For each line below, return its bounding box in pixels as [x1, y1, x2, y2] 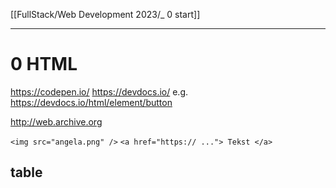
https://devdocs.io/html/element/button [10, 96, 173, 108]
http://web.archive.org [10, 115, 103, 128]
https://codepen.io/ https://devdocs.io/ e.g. [10, 85, 189, 98]
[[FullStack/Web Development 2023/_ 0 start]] [10, 9, 201, 20]
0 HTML [10, 53, 78, 76]
